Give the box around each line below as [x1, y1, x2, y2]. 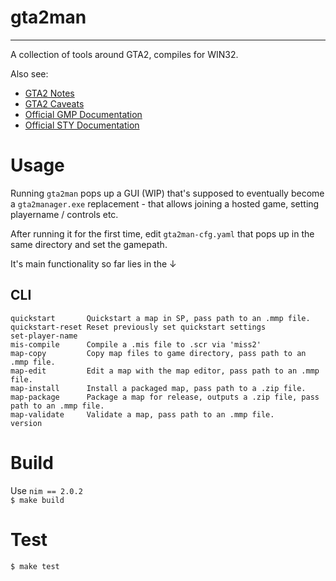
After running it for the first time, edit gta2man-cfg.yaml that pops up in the [10, 227, 315, 240]
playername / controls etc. [10, 208, 119, 220]
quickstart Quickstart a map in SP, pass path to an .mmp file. [10, 313, 311, 323]
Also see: [10, 67, 49, 80]
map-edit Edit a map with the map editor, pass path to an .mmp [10, 366, 320, 376]
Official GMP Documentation [24, 108, 143, 120]
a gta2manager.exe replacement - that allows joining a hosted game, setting [10, 197, 320, 210]
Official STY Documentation [24, 119, 140, 131]
